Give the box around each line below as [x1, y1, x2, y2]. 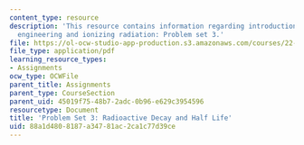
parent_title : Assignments [9, 80, 111, 89]
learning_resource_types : [9, 55, 107, 64]
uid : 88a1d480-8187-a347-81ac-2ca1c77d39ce [9, 122, 176, 131]
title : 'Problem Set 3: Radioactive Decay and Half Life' [9, 113, 233, 122]
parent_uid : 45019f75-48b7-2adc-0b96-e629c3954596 [9, 96, 204, 106]
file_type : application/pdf [9, 47, 116, 56]
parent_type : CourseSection [9, 88, 116, 97]
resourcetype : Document [9, 105, 100, 114]
